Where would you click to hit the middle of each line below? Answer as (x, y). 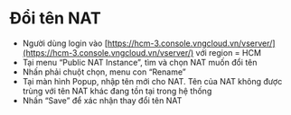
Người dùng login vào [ (65, 43)
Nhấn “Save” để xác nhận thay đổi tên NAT (102, 100)
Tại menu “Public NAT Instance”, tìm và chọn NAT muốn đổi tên (140, 62)
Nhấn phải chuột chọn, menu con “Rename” (104, 72)
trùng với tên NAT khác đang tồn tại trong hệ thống (117, 91)
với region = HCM (229, 52)
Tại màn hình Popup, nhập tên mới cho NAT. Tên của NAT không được (152, 81)
